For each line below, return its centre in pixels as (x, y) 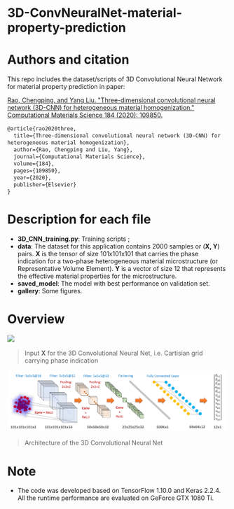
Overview (36, 319)
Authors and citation (68, 60)
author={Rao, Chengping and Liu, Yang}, (73, 150)
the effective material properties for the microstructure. (97, 276)
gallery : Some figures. (50, 291)
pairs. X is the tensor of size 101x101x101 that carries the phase (108, 254)
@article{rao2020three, (42, 129)
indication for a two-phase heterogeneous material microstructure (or (118, 261)
